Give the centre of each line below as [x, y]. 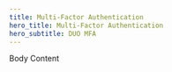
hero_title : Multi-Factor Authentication [86, 25]
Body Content [34, 59]
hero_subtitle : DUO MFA [53, 33]
